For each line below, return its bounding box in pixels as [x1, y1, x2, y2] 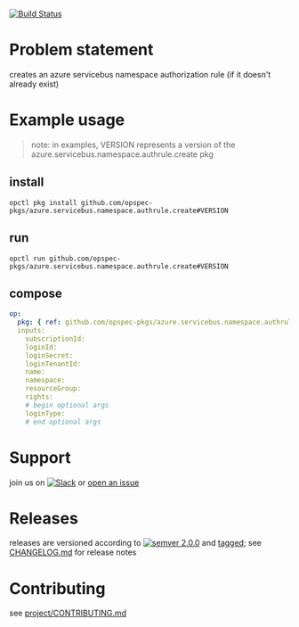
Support [9, 447, 71, 467]
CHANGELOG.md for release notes [9, 547, 137, 557]
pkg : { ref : [17, 318, 62, 327]
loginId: [25, 342, 58, 351]
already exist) [9, 78, 60, 89]
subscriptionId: [25, 334, 86, 343]
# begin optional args [25, 400, 109, 409]
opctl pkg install [9, 198, 77, 207]
